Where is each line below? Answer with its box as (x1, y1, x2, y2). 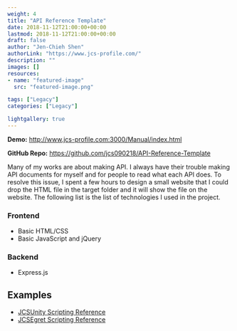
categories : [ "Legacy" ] (7, 103, 78, 110)
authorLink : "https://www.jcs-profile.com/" (7, 51, 142, 58)
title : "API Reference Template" (7, 17, 107, 24)
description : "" (7, 57, 56, 64)
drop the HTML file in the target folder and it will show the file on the (7, 185, 208, 194)
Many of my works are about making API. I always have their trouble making (7, 162, 230, 171)
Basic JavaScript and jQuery (17, 234, 102, 243)
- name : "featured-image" (7, 76, 84, 84)
